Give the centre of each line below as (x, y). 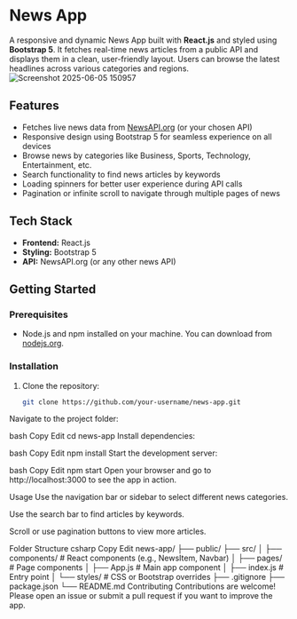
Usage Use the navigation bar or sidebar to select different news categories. (148, 497)
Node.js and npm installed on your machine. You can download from (147, 334)
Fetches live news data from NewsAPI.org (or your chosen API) (137, 127)
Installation (34, 367)
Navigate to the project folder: (64, 419)
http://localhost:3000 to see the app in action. (93, 480)
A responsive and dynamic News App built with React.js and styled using (143, 40)
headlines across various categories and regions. (99, 68)
